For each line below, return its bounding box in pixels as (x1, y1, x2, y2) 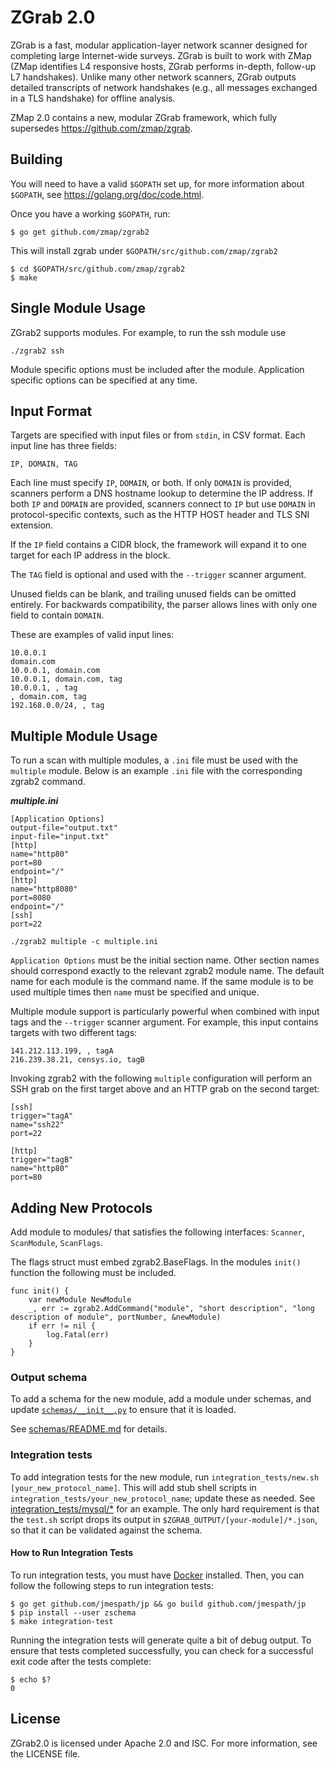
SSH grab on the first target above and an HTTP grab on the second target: (10, 1083, 320, 1095)
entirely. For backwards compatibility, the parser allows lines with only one (10, 599, 318, 611)
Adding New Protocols (10, 1199, 153, 1216)
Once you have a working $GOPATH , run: (10, 207, 171, 220)
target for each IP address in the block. (10, 549, 171, 561)
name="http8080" (10, 884, 78, 895)
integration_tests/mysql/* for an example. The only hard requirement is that (10, 1502, 320, 1515)
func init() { (10, 1286, 70, 1296)
